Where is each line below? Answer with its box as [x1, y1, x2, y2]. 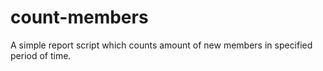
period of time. [10, 49, 72, 61]
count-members [10, 6, 149, 29]
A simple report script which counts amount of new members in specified [10, 39, 313, 51]
